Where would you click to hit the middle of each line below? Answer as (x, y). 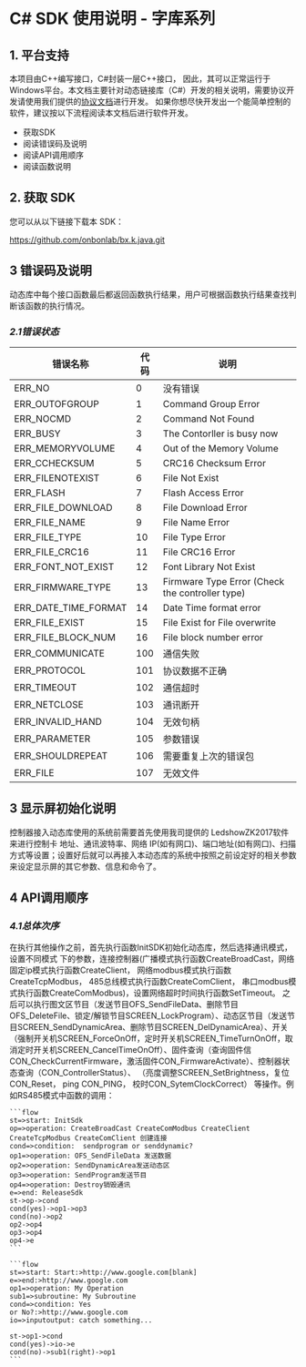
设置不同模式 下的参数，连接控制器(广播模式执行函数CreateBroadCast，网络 (152, 959)
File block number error (213, 637)
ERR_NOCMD (43, 418)
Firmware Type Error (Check (224, 581)
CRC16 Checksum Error (214, 463)
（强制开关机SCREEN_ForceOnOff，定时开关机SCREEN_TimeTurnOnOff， (147, 1038)
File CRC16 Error (199, 552)
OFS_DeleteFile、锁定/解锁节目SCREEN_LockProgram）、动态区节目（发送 (148, 1015)
